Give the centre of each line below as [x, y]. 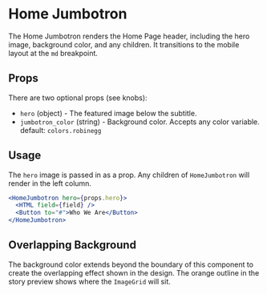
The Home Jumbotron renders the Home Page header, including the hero [129, 36]
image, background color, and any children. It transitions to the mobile [124, 44]
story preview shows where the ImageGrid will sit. [89, 281]
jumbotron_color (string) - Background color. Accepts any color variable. [140, 122]
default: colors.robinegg [61, 130]
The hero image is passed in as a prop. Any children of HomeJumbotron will [129, 175]
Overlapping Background [72, 245]
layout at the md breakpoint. [53, 53]
